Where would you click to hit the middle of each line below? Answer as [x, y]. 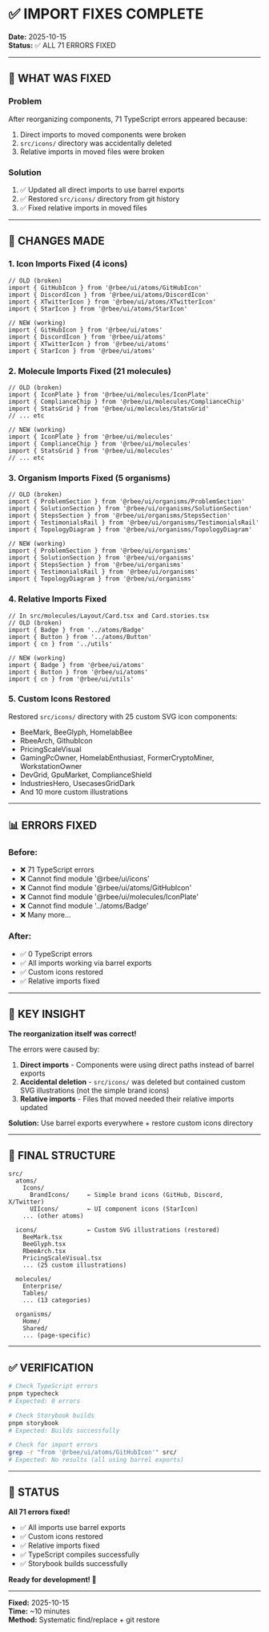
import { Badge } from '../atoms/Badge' [77, 630]
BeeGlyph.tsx [44, 1244]
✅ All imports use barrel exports [72, 1527]
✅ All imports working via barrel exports [86, 963]
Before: [23, 853]
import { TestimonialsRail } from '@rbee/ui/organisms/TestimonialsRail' [134, 523]
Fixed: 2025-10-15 [39, 1602]
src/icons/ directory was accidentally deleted [96, 143]
